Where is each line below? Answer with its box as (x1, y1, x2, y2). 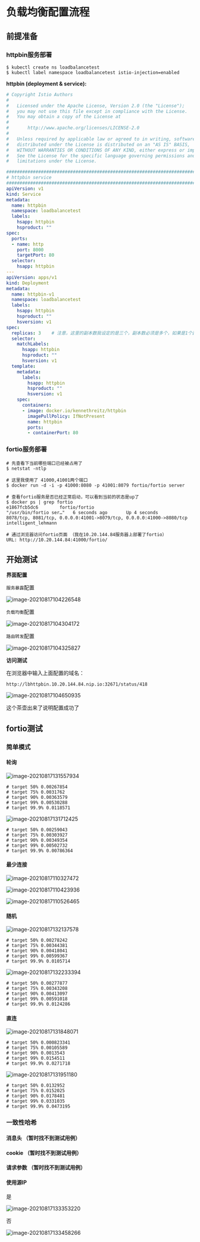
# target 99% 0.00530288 (6, 800, 68, 806)
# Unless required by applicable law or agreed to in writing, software (6, 136, 196, 142)
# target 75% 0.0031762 (6, 789, 65, 795)
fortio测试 (6, 723, 43, 733)
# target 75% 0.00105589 (6, 1045, 68, 1051)
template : (11, 363, 36, 369)
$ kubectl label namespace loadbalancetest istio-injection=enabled (6, 69, 180, 75)
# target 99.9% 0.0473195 (6, 1103, 70, 1109)
